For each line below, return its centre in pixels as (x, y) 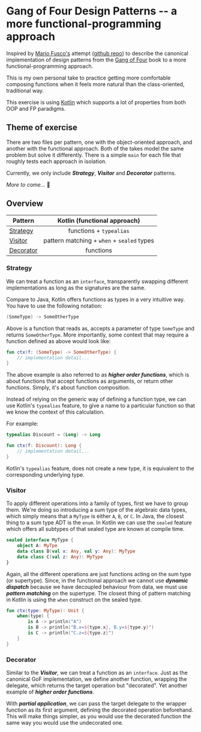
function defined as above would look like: (58, 341)
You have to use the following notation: (54, 306)
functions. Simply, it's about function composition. (68, 388)
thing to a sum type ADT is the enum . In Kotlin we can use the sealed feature (99, 523)
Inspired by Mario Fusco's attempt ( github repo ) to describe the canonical (97, 53)
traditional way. (25, 90)
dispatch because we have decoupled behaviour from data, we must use (97, 587)
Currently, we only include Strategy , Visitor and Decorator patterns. (91, 173)
